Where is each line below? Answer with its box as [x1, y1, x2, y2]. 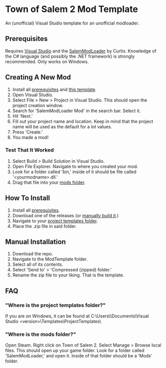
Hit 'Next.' [12, 113, 33, 119]
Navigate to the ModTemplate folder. [12, 256, 88, 262]
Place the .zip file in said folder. [12, 223, 77, 229]
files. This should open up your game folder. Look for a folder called [5, 347, 145, 353]
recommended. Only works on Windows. [5, 59, 89, 65]
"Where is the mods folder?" [5, 331, 76, 338]
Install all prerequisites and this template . [12, 86, 97, 92]
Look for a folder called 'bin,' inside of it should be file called [12, 169, 137, 175]
